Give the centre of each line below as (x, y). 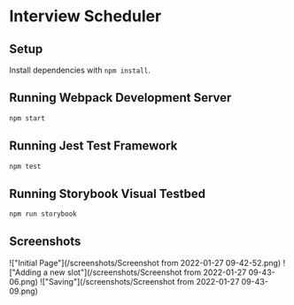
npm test (25, 166)
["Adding (25, 272)
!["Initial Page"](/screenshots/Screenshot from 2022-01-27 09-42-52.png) (145, 263)
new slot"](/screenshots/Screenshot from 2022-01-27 (148, 272)
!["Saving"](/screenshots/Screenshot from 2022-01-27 (139, 281)
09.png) (23, 291)
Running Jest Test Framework (93, 146)
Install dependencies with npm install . (80, 70)
